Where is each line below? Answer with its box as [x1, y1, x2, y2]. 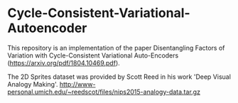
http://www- [59, 80, 96, 88]
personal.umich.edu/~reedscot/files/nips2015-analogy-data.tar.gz [7, 87, 201, 96]
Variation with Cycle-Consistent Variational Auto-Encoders [7, 51, 179, 60]
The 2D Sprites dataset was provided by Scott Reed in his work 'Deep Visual [7, 72, 231, 81]
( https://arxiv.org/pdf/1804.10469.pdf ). [7, 58, 121, 67]
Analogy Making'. [7, 80, 58, 88]
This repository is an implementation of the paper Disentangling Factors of [7, 43, 225, 52]
